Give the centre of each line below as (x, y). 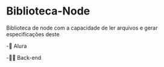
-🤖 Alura (17, 46)
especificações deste (33, 34)
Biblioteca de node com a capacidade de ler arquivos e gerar (82, 28)
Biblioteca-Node (48, 11)
